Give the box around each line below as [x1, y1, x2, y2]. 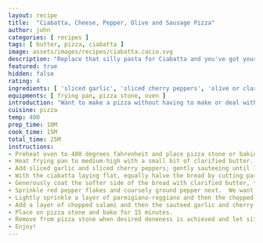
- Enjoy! [8, 223, 37, 231]
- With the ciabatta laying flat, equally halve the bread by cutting [8, 172, 243, 180]
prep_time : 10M [8, 121, 58, 129]
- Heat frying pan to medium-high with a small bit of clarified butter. [8, 158, 254, 165]
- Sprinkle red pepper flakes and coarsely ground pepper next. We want [8, 186, 254, 194]
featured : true [8, 63, 58, 71]
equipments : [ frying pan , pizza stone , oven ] [8, 92, 167, 100]
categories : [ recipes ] [8, 33, 89, 42]
